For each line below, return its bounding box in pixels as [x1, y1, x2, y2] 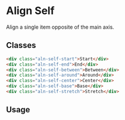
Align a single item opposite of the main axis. [6, 23, 114, 30]
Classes [6, 40, 36, 50]
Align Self [6, 4, 55, 18]
